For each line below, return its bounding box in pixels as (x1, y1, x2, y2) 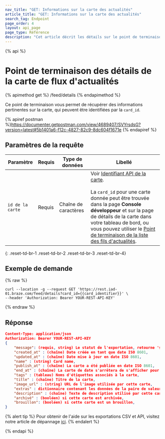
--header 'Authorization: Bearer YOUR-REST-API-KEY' (5, 295, 115, 300)
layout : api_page (5, 26, 41, 30)
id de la (7, 202, 28, 207)
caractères (59, 207, 84, 214)
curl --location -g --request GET (5, 287, 76, 292)
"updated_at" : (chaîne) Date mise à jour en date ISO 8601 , (14, 354, 142, 359)
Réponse (5, 318, 33, 327)
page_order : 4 (5, 21, 34, 26)
